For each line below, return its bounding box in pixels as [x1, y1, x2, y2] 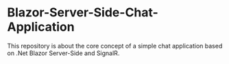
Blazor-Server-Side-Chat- [7, 5, 159, 20]
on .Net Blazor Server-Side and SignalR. [7, 49, 120, 57]
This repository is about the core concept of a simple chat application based [7, 42, 223, 50]
